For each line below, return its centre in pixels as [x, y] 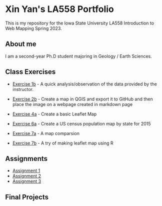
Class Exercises [30, 72]
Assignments [26, 158]
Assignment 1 [26, 170]
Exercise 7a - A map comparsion [46, 133]
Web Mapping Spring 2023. [34, 28]
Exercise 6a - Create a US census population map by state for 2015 [81, 123]
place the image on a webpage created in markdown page [72, 104]
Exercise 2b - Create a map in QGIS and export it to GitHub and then [83, 99]
